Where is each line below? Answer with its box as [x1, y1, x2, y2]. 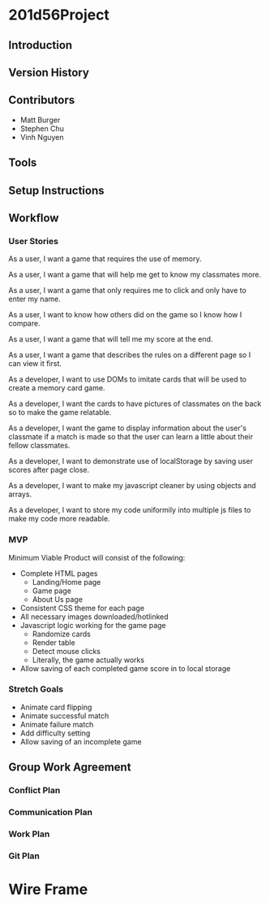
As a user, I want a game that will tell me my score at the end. [8, 334, 213, 344]
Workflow [8, 211, 59, 225]
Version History [8, 65, 89, 79]
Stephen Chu [19, 124, 65, 133]
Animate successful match [19, 710, 109, 721]
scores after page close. [8, 465, 90, 475]
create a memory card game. [8, 383, 105, 393]
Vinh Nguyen [19, 132, 64, 142]
